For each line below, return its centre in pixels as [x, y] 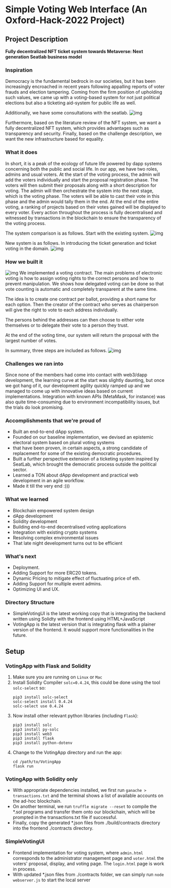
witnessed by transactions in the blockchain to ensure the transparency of [83, 218]
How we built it [24, 262]
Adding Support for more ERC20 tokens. [55, 573]
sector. [20, 470]
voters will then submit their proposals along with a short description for [81, 185]
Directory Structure [30, 602]
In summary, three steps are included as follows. [56, 350]
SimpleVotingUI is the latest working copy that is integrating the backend [89, 613]
